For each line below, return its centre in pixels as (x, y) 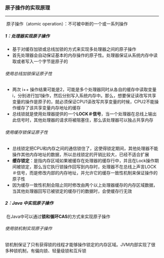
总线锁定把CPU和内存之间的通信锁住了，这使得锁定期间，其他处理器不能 (85, 148)
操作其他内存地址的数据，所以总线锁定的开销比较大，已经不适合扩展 (81, 154)
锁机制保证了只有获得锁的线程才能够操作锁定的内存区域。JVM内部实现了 (78, 244)
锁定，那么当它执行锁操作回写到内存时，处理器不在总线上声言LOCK (89, 167)
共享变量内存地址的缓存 (57, 108)
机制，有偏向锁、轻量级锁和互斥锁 (52, 251)
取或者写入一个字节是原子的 (40, 62)
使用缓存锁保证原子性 (26, 132)
